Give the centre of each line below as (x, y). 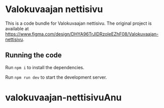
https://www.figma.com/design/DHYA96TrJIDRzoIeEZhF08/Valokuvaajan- (82, 34)
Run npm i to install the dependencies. (45, 67)
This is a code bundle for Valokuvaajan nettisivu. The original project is (78, 23)
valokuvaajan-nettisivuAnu (63, 97)
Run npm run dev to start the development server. (56, 77)
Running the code (33, 55)
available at (17, 28)
